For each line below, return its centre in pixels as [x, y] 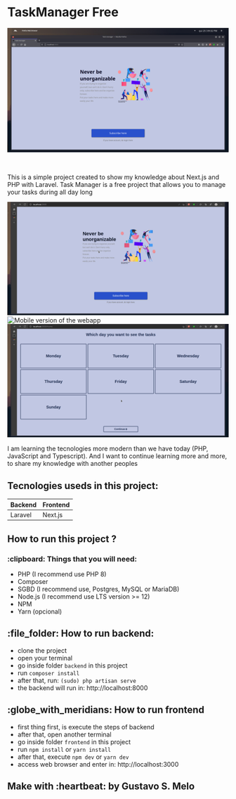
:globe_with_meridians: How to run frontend [106, 710]
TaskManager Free [63, 12]
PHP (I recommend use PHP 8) [62, 574]
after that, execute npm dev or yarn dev [73, 757]
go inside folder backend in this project [72, 665]
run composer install [48, 673]
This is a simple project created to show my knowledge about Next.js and [113, 177]
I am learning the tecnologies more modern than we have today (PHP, [108, 449]
